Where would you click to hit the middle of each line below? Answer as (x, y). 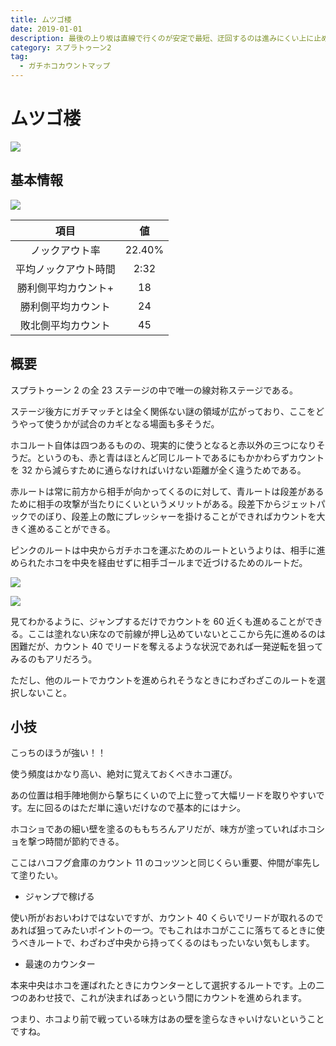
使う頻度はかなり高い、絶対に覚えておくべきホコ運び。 (124, 774)
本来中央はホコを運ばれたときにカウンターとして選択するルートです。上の (163, 985)
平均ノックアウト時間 (65, 269)
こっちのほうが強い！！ (58, 753)
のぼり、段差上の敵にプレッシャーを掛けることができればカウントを (176, 516)
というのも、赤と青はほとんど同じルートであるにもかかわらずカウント (180, 457)
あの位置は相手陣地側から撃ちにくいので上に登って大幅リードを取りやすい (163, 795)
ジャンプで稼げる (59, 897)
